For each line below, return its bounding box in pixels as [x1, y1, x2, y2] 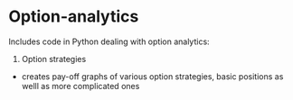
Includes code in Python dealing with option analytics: [8, 36, 210, 47]
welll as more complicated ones [21, 80, 140, 91]
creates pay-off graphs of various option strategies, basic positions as [21, 70, 284, 82]
